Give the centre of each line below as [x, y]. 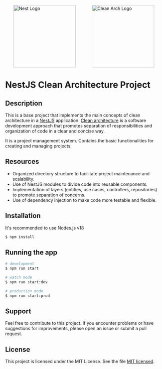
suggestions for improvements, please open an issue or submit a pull [76, 329]
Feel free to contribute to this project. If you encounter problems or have [79, 323]
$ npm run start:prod [28, 296]
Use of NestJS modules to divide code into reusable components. [80, 184]
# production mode [24, 291]
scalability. [23, 179]
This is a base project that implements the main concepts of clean [73, 115]
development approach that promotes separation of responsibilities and [79, 126]
